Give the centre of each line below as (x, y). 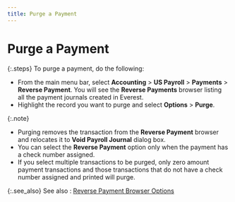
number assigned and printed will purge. (76, 177)
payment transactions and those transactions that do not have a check (120, 170)
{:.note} (18, 118)
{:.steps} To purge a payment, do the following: (76, 69)
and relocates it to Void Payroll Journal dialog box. (91, 139)
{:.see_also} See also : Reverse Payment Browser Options (91, 191)
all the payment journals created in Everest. (80, 97)
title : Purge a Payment (42, 14)
